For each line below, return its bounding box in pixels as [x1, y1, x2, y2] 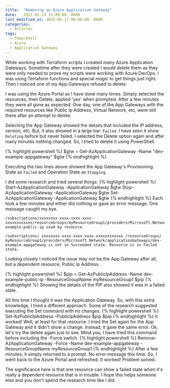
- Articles [10, 26, 33, 32]
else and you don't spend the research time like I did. [5, 377, 116, 383]
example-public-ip [5, 276, 44, 282]
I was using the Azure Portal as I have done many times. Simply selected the [5, 91, 164, 97]
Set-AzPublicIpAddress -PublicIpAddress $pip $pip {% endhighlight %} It [5, 313, 158, 319]
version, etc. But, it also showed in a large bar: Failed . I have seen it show [5, 128, 159, 134]
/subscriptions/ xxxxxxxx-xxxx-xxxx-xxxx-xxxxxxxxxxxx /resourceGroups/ [5, 233, 162, 238]
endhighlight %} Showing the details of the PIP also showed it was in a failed [5, 282, 165, 288]
